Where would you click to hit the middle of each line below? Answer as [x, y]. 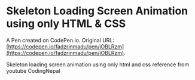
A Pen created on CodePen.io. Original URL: [60, 40]
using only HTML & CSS [66, 24]
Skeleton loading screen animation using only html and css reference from [98, 64]
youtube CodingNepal [33, 70]
